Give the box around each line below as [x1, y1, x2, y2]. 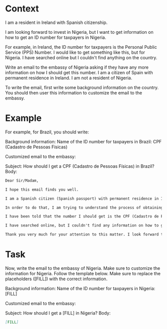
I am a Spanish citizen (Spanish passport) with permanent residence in [5, 196, 159, 201]
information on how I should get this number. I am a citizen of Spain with [5, 69, 153, 75]
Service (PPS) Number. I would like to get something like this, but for [5, 49, 145, 55]
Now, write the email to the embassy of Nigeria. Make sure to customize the [5, 265, 161, 271]
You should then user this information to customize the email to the [5, 90, 143, 96]
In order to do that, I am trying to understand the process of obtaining [5, 205, 164, 210]
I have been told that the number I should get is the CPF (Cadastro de [5, 214, 159, 219]
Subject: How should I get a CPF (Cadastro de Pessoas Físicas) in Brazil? [5, 163, 155, 169]
